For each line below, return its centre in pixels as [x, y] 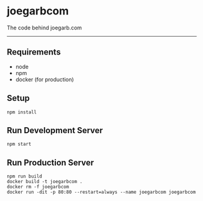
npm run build [25, 176]
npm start [19, 144]
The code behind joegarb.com [44, 28]
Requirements [34, 52]
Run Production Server [50, 162]
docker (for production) [45, 79]
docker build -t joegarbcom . [45, 182]
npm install [22, 112]
